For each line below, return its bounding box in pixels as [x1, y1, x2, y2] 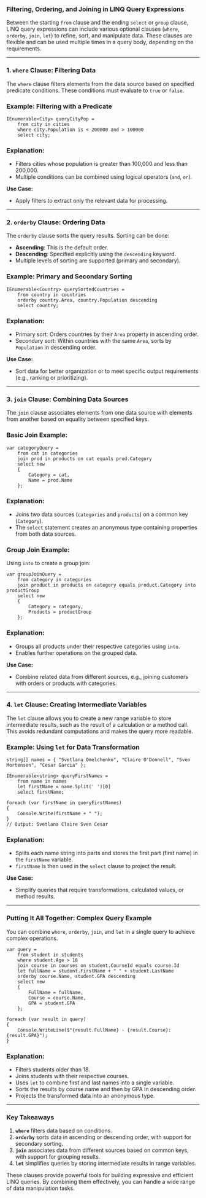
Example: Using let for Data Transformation [6, 743, 140, 751]
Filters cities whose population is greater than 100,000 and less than [15, 160, 188, 168]
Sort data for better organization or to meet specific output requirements [15, 367, 199, 375]
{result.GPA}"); [6, 1032, 48, 1038]
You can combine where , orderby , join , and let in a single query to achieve [6, 928, 195, 935]
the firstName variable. [15, 856, 74, 863]
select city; [17, 131, 51, 138]
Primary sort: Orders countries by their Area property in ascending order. [15, 331, 199, 338]
